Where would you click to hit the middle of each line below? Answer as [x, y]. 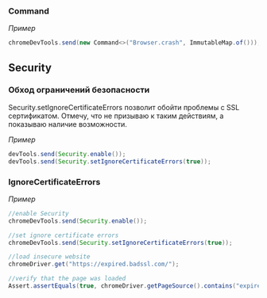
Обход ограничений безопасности [79, 90]
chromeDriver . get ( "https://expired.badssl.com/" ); [94, 264]
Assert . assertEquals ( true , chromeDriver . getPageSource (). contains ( [122, 286]
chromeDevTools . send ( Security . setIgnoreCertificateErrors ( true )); [120, 243]
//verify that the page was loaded [67, 279]
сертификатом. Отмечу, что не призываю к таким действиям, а [116, 116]
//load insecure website [49, 257]
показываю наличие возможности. [68, 124]
